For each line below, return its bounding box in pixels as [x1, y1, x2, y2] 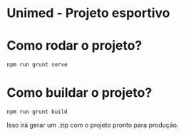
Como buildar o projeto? [6, 85, 153, 101]
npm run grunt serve [6, 61, 68, 68]
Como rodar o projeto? [6, 38, 143, 54]
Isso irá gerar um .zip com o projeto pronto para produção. [6, 121, 179, 130]
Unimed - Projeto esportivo [6, 5, 170, 21]
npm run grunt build [6, 108, 68, 115]
